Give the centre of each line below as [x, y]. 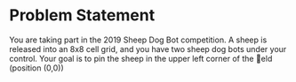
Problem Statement [82, 15]
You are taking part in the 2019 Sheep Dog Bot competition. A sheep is [138, 40]
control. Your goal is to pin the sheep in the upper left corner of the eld [141, 58]
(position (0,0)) [36, 68]
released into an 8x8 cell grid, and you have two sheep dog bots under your [148, 48]
